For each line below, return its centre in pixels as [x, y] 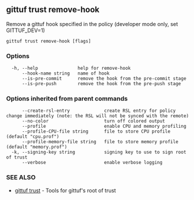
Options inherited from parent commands [67, 99]
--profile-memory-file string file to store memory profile [100, 142]
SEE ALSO [21, 178]
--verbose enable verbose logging [92, 163]
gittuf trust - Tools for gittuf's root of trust [65, 190]
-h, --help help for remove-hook [71, 68]
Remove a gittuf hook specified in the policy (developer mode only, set [92, 24]
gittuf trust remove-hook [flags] [49, 41]
